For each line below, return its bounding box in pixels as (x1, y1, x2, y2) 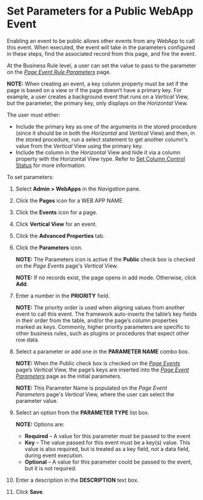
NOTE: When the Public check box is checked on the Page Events (15, 359, 181, 367)
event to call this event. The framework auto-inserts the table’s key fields (15, 310, 197, 317)
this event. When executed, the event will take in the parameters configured (7, 44, 195, 51)
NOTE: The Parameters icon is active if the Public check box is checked (15, 255, 195, 263)
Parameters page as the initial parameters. (15, 372, 122, 380)
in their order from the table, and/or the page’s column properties (15, 317, 178, 324)
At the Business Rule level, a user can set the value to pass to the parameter (7, 62, 196, 69)
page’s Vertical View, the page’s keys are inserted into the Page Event (15, 366, 189, 373)
